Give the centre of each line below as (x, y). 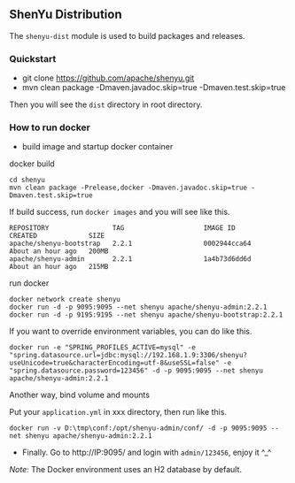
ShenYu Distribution (66, 15)
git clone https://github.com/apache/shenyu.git (108, 78)
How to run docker (50, 127)
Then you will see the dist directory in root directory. (106, 104)
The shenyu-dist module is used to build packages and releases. (127, 35)
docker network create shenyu (65, 300)
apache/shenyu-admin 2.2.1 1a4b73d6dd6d (130, 259)
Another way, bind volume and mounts (80, 395)
